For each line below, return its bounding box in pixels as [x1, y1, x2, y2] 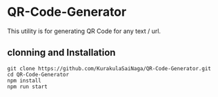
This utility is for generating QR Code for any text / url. [7, 27, 161, 35]
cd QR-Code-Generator [7, 71, 70, 78]
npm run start [7, 83, 48, 90]
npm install [7, 77, 41, 84]
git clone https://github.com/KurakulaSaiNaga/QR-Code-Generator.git [7, 65, 212, 72]
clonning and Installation [7, 47, 116, 58]
